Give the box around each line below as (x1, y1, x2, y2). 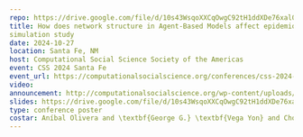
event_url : (9, 72, 50, 81)
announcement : (9, 88, 63, 97)
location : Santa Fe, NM (9, 47, 99, 56)
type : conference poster (9, 105, 103, 114)
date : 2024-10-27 (9, 38, 75, 48)
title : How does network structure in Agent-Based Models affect (9, 22, 260, 31)
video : (9, 80, 34, 89)
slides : (9, 96, 39, 106)
